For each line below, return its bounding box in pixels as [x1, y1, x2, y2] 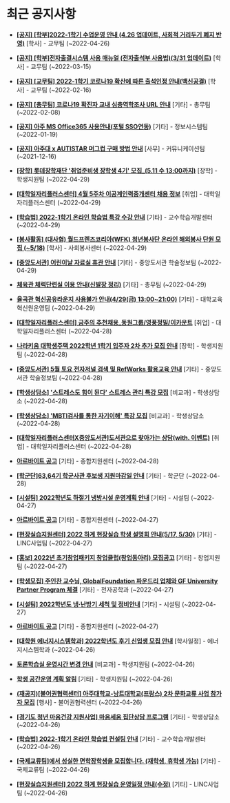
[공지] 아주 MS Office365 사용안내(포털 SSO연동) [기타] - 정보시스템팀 [16, 122, 208, 130]
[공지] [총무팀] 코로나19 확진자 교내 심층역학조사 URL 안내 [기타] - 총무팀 [16, 100, 211, 108]
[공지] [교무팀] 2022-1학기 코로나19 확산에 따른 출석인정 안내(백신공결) [16, 77, 207, 85]
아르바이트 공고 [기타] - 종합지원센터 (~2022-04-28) [16, 456, 159, 465]
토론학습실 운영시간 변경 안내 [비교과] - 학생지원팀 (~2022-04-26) [16, 660, 196, 668]
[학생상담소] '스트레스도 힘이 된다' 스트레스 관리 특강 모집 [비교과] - [16, 388, 196, 396]
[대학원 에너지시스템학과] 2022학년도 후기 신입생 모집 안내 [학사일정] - [16, 637, 206, 645]
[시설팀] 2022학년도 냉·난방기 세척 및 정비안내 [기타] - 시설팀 [16, 600, 180, 608]
